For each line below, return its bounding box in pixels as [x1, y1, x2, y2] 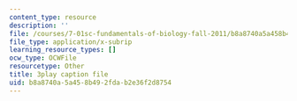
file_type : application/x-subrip [9, 37, 133, 47]
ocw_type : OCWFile [9, 54, 77, 62]
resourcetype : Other [9, 62, 86, 71]
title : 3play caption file [9, 70, 109, 79]
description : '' [9, 21, 69, 30]
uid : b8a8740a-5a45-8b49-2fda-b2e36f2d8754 [9, 78, 172, 87]
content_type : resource [9, 12, 97, 22]
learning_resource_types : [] [9, 46, 117, 54]
